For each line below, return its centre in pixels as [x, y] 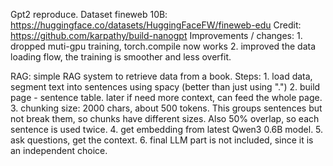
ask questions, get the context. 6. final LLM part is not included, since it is [162, 140]
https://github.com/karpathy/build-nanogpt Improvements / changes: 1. [156, 35]
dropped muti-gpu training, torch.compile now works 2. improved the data [163, 46]
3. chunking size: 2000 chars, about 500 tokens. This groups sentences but [166, 108]
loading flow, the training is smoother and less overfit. [121, 57]
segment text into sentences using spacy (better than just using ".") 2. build [165, 87]
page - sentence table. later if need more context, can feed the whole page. [166, 97]
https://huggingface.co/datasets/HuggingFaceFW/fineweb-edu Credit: [156, 25]
